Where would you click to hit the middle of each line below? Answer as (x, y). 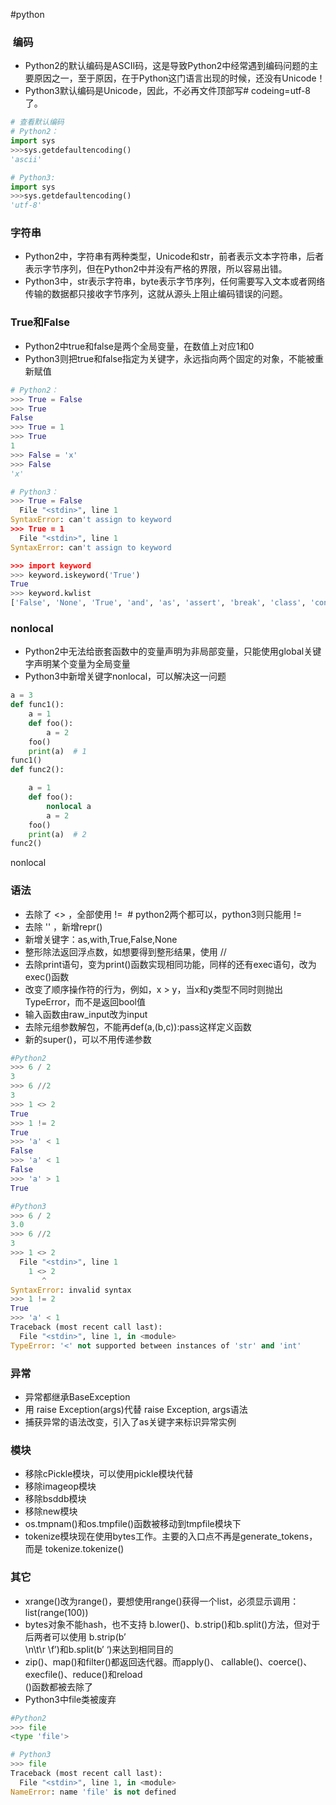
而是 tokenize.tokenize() (74, 1549)
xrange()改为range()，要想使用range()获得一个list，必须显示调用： (162, 1601)
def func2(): (37, 770)
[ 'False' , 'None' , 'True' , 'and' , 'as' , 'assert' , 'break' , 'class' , (158, 603)
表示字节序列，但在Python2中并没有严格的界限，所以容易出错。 (156, 269)
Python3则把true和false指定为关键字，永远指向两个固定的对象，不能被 (170, 358)
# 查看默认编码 (37, 122)
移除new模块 (51, 1511)
